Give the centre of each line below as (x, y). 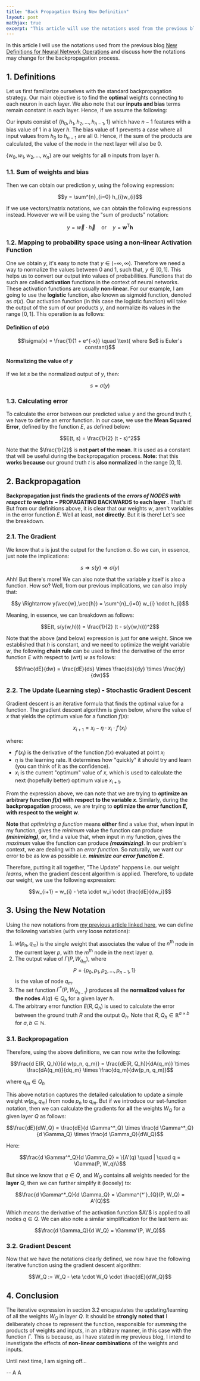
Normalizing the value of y (40, 361)
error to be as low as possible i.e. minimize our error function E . (85, 856)
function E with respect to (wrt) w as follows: (61, 657)
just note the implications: (38, 556)
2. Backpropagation (43, 481)
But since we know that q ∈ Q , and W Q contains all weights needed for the (98, 1176)
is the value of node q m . (44, 982)
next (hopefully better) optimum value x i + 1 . (68, 781)
